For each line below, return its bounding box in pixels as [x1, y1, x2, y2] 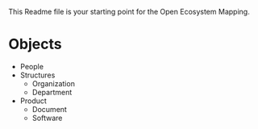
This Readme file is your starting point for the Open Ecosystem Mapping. [8, 7, 250, 16]
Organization [31, 78, 75, 88]
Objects [8, 35, 62, 53]
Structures [19, 70, 56, 80]
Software [31, 113, 63, 123]
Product [19, 96, 47, 106]
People [19, 61, 44, 71]
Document [31, 104, 67, 114]
